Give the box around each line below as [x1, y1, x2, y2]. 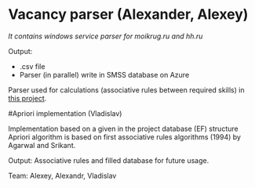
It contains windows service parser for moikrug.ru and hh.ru [8, 31, 203, 41]
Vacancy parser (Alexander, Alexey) [8, 5, 249, 23]
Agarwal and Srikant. [8, 140, 76, 150]
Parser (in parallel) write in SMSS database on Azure [19, 70, 190, 79]
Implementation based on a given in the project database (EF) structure [8, 124, 239, 133]
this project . [8, 93, 47, 103]
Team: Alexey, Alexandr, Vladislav [8, 171, 117, 180]
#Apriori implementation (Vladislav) [8, 108, 122, 118]
